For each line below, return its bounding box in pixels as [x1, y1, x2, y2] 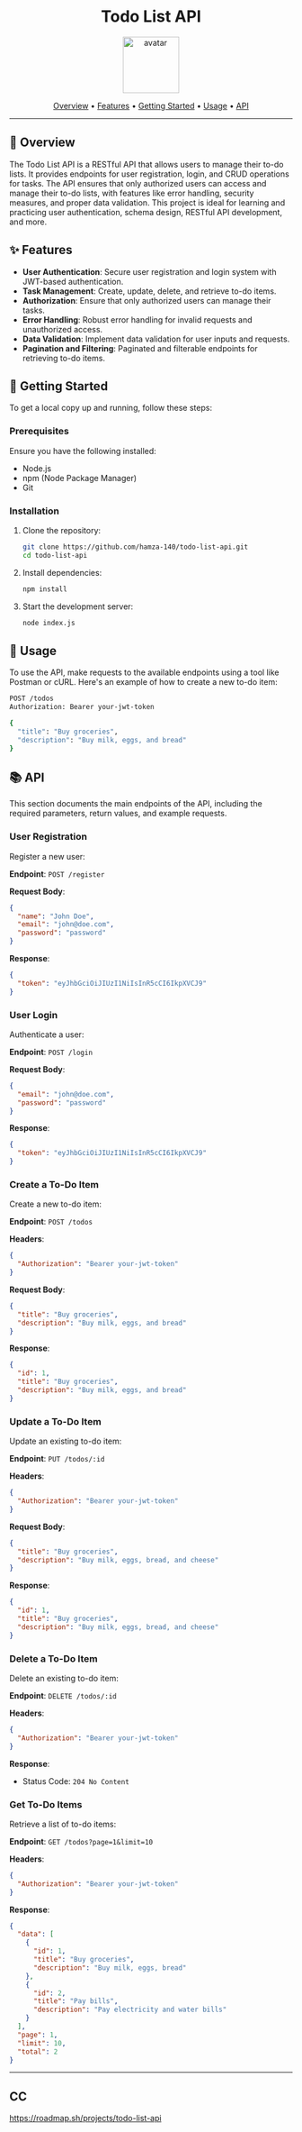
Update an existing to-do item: [9, 1435, 122, 1447]
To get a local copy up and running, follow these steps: [9, 403, 213, 414]
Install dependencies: [22, 567, 102, 578]
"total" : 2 [17, 2047, 58, 2056]
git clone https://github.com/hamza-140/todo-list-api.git [22, 542, 249, 551]
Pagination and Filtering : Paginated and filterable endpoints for [22, 342, 258, 353]
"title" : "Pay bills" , [32, 1997, 119, 2006]
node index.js [22, 618, 75, 627]
